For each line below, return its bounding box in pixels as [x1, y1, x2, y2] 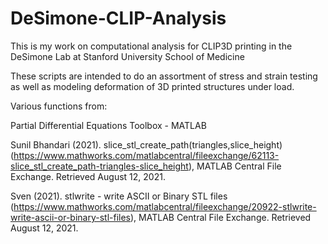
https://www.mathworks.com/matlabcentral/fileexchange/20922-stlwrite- [13, 200, 317, 212]
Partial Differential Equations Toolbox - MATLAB [10, 119, 207, 131]
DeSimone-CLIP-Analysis [10, 7, 227, 30]
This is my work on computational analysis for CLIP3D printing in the [10, 40, 293, 52]
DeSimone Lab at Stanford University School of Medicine [10, 50, 245, 62]
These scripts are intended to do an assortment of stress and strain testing [10, 70, 318, 82]
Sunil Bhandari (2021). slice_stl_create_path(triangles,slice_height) [10, 138, 283, 151]
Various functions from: [10, 100, 108, 112]
